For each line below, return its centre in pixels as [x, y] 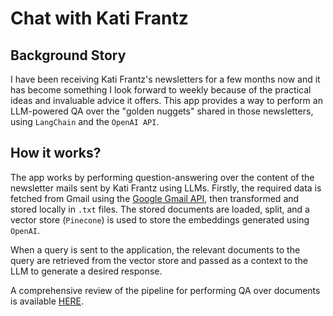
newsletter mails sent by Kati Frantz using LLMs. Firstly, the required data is [166, 188]
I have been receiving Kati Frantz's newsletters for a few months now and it [165, 79]
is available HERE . [47, 301]
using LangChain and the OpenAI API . [85, 121]
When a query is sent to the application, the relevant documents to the [155, 249]
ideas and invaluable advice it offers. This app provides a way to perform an [166, 100]
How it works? [56, 153]
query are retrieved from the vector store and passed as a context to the [159, 260]
